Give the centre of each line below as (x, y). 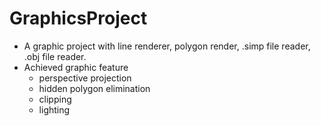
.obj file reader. (55, 56)
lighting (54, 109)
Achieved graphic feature (76, 67)
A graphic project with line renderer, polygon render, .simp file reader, (167, 46)
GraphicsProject (78, 18)
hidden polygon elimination (94, 88)
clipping (55, 99)
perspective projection (85, 78)
